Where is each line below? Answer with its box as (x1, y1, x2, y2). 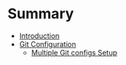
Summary (7, 5, 74, 23)
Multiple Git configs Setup (30, 48, 118, 57)
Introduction (18, 31, 60, 40)
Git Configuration (18, 39, 77, 48)
